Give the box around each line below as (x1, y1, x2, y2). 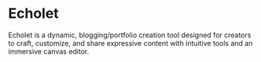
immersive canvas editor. (8, 46, 90, 56)
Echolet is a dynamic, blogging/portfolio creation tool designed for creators (8, 30, 252, 40)
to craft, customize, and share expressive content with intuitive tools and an (8, 38, 253, 47)
